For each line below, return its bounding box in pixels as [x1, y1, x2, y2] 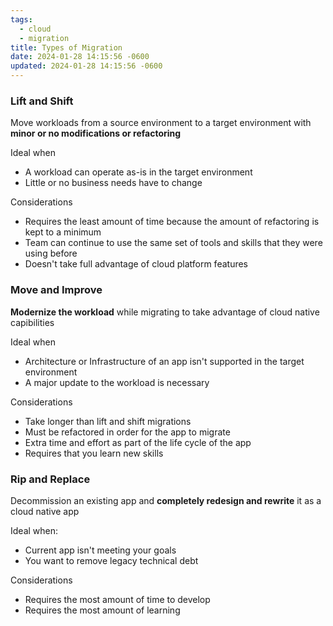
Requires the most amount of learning [24, 604, 181, 616]
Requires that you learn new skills [24, 447, 164, 459]
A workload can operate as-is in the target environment [24, 166, 253, 178]
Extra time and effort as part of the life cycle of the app [24, 436, 252, 448]
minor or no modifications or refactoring [10, 127, 182, 140]
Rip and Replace [10, 472, 91, 486]
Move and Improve [10, 283, 103, 297]
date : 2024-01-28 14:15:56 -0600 [10, 52, 150, 62]
